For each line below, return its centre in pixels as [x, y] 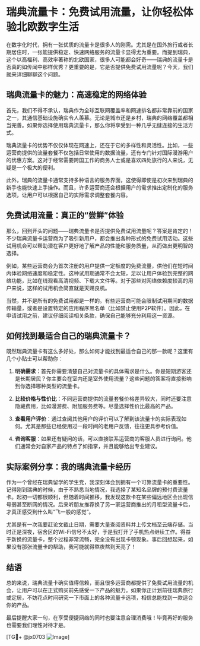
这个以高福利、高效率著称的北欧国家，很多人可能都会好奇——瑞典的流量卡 [97, 59]
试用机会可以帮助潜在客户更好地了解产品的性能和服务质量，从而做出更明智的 [100, 246]
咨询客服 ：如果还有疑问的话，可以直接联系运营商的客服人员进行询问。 [101, 439]
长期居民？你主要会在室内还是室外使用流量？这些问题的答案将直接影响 [106, 379]
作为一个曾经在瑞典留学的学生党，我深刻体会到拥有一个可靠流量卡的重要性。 [100, 482]
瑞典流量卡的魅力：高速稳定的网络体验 [76, 95]
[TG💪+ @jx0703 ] [38, 637]
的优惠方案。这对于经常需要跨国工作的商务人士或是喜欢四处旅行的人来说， [97, 160]
